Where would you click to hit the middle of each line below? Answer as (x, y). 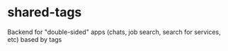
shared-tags (45, 12)
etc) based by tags (35, 39)
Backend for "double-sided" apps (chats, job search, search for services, (114, 32)
